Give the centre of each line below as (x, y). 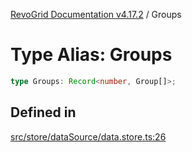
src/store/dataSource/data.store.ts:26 (88, 136)
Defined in (43, 112)
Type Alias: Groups (91, 55)
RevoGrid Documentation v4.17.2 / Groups (96, 14)
